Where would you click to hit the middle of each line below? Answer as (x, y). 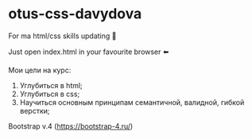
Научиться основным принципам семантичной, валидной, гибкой (132, 102)
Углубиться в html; (51, 85)
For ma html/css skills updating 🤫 (62, 36)
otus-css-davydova (75, 14)
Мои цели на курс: (40, 70)
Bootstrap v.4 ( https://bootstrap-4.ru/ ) (71, 126)
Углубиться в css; (50, 94)
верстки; (35, 110)
